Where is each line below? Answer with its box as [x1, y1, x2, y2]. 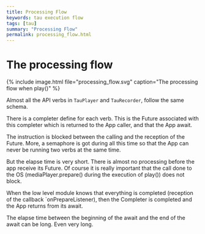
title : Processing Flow [6, 9, 67, 15]
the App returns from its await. [6, 202, 84, 210]
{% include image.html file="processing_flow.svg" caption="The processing [6, 78, 198, 86]
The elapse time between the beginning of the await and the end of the [6, 214, 185, 222]
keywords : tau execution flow [6, 15, 84, 21]
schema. [6, 103, 28, 111]
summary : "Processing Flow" [6, 26, 78, 32]
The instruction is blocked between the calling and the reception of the [6, 133, 185, 141]
